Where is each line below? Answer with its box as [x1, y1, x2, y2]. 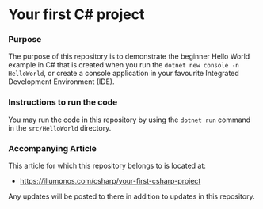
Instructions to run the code [8, 97, 118, 108]
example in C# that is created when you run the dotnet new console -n [8, 60, 239, 70]
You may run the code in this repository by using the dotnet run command [8, 115, 251, 124]
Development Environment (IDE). [8, 77, 115, 86]
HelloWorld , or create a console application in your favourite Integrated [8, 69, 239, 78]
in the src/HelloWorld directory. [8, 123, 112, 132]
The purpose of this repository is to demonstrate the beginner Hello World [8, 51, 250, 61]
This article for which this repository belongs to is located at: [8, 161, 206, 171]
